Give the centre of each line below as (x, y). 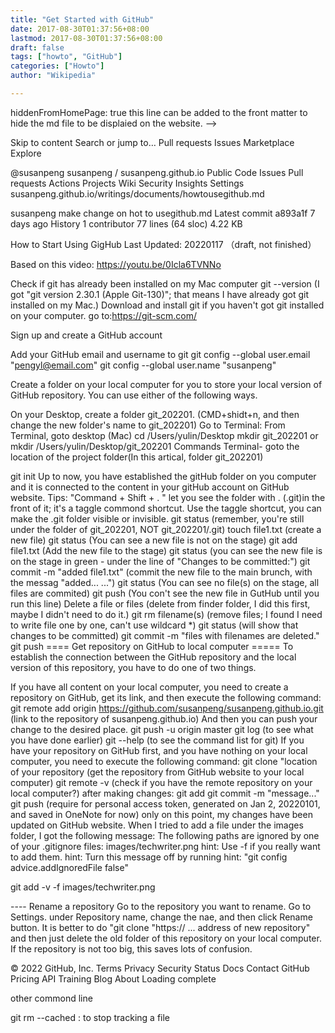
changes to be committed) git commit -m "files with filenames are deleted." (165, 635)
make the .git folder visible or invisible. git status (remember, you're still (157, 518)
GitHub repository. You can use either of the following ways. (134, 395)
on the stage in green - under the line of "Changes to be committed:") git (160, 561)
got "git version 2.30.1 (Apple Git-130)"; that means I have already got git (159, 294)
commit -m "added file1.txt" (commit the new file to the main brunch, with (161, 572)
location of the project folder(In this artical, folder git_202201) (137, 457)
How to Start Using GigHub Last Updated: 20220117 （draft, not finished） (163, 244)
